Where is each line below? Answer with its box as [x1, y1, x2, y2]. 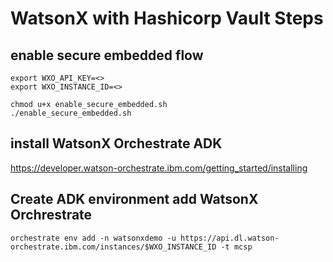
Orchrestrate [10, 207, 93, 224]
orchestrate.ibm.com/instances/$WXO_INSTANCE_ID [10, 242, 217, 252]
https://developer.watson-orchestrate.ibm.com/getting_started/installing [10, 162, 308, 174]
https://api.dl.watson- [180, 233, 280, 243]
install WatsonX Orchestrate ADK [10, 135, 223, 152]
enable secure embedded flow [10, 47, 204, 64]
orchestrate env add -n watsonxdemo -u [10, 233, 177, 243]
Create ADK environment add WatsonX [10, 191, 259, 208]
